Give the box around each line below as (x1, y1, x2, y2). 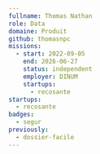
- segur (15, 118, 42, 126)
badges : (8, 111, 35, 119)
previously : (8, 125, 49, 134)
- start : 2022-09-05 (15, 50, 85, 58)
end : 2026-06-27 (23, 58, 79, 66)
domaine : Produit (8, 27, 67, 35)
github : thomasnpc (8, 34, 71, 43)
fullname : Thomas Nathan (8, 11, 93, 20)
